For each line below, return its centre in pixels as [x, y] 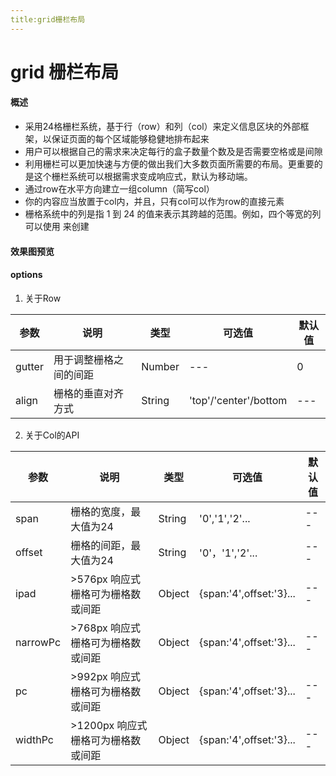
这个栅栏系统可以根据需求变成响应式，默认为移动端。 [143, 177]
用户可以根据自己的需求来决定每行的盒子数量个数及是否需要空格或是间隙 [173, 152]
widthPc [34, 739]
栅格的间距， [101, 545]
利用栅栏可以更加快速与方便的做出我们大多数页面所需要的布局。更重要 [169, 164]
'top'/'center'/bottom [238, 400]
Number [160, 366]
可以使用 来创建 [57, 227]
